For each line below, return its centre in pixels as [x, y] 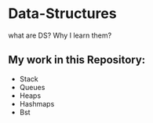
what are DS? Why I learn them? [60, 35]
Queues [32, 87]
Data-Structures [62, 14]
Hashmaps [37, 103]
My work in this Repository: [77, 60]
